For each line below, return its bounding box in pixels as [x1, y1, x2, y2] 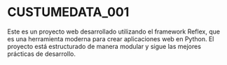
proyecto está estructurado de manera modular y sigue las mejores [7, 42, 202, 50]
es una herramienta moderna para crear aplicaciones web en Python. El [7, 34, 214, 43]
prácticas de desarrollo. [7, 50, 76, 58]
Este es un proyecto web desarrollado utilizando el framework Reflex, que [7, 27, 221, 36]
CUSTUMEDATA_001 [7, 4, 130, 20]
